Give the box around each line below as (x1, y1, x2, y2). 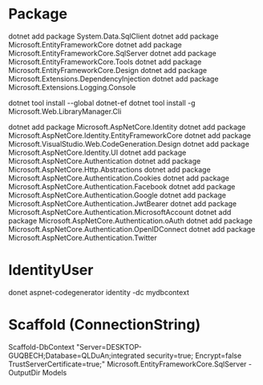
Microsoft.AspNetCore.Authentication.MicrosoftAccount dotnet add (8, 207, 232, 217)
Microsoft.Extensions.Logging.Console (8, 82, 136, 92)
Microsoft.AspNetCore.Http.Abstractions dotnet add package (8, 164, 211, 174)
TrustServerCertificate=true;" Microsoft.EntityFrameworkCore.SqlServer (8, 359, 247, 369)
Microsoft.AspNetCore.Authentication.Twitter (8, 233, 158, 242)
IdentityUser (8, 261, 94, 279)
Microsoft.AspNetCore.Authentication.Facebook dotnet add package (8, 181, 236, 191)
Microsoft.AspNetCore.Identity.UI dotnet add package (8, 148, 187, 157)
